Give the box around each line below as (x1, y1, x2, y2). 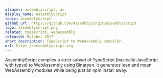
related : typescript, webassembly (5, 30, 76, 35)
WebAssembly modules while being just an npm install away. (5, 67, 128, 73)
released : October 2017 (5, 35, 54, 39)
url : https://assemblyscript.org (5, 43, 73, 48)
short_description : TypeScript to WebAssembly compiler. (5, 39, 124, 44)
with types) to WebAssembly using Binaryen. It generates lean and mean (5, 62, 152, 68)
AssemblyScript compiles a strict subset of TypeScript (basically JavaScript (5, 57, 158, 62)
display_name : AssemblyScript (5, 12, 67, 17)
